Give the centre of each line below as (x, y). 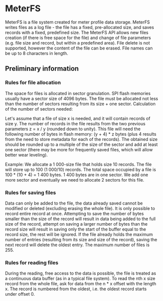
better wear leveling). (26, 155)
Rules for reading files (32, 262)
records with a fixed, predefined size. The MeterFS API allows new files (77, 32)
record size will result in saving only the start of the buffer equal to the (76, 229)
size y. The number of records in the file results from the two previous (75, 123)
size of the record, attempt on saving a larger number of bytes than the (76, 224)
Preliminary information (42, 69)
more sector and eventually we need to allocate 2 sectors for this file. (75, 180)
